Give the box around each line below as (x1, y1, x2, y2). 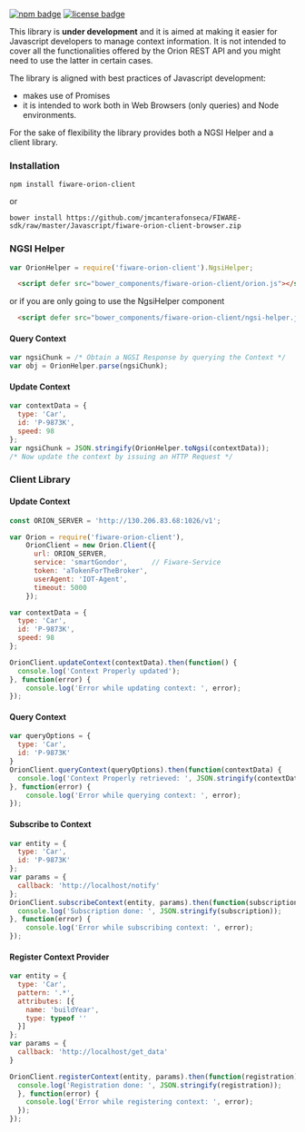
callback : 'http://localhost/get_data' (17, 1048, 169, 1057)
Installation (9, 159, 61, 172)
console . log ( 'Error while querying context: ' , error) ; (25, 791, 242, 800)
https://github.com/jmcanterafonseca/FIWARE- (66, 213, 242, 222)
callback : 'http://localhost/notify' (17, 881, 161, 890)
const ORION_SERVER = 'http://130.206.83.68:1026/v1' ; (9, 516, 221, 526)
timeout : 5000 (33, 583, 88, 592)
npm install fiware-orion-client (9, 180, 136, 190)
